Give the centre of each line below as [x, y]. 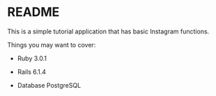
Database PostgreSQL [49, 85]
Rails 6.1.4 [32, 72]
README [33, 12]
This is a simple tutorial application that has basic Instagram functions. [108, 31]
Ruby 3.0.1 [32, 58]
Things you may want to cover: [52, 45]
